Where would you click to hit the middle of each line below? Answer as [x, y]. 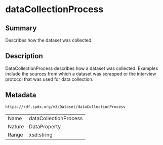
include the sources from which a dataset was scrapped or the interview [81, 74]
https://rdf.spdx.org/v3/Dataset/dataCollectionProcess [65, 107]
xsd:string [41, 134]
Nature [16, 126]
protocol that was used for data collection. [49, 79]
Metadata [21, 95]
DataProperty [45, 126]
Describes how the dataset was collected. [49, 40]
